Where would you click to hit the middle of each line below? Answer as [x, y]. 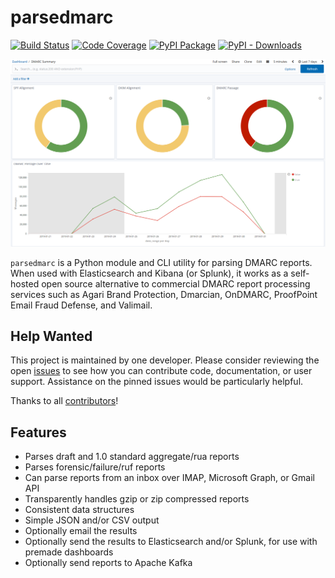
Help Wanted [51, 336]
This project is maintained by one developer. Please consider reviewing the [165, 360]
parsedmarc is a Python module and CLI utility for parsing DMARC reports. [161, 262]
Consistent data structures [79, 510]
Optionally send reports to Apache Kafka [108, 563]
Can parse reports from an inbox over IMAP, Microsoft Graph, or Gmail [169, 478]
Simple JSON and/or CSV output [92, 520]
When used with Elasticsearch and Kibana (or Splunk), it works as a [149, 273]
